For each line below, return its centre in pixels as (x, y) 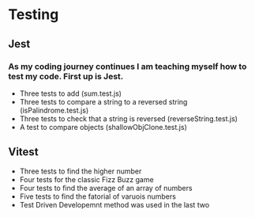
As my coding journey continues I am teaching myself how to (127, 67)
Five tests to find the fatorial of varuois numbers (97, 196)
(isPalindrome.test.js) (54, 110)
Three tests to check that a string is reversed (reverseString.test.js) (129, 118)
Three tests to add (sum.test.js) (71, 93)
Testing (34, 15)
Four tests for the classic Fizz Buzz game (86, 179)
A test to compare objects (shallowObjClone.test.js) (103, 127)
